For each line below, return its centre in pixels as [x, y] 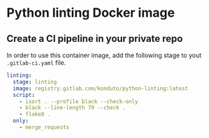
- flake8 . [35, 114]
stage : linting [35, 82]
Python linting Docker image [91, 13]
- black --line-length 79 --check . [73, 108]
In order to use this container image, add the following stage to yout [104, 55]
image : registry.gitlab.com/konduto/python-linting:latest [101, 89]
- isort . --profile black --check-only [79, 101]
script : [24, 95]
